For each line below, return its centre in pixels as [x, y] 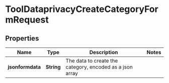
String [53, 67]
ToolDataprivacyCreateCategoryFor [82, 9]
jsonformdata [24, 67]
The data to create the [92, 61]
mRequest [27, 20]
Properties [22, 38]
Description [104, 52]
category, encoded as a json [99, 67]
